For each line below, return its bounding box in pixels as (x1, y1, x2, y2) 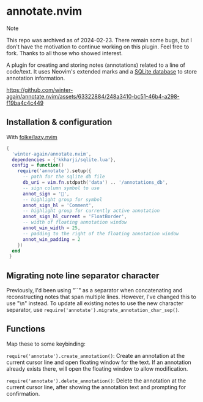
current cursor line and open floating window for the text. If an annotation (6, 358, 191, 366)
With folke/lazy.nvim (6, 133, 57, 140)
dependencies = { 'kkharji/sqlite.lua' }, (12, 156, 116, 163)
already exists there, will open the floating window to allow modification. (6, 365, 188, 372)
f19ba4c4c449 (6, 99, 44, 107)
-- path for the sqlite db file (22, 173, 105, 180)
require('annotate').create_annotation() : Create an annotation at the (6, 352, 185, 359)
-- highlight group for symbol (22, 196, 103, 203)
